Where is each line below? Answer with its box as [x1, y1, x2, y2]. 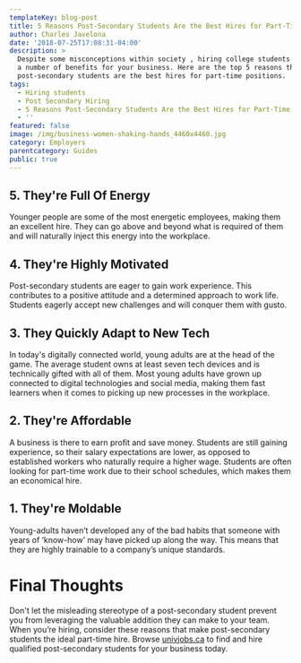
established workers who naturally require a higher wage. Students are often [9, 456, 292, 467]
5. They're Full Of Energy [9, 187, 150, 202]
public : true [9, 154, 58, 164]
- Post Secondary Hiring [17, 96, 110, 106]
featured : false [9, 122, 70, 131]
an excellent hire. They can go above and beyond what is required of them [9, 221, 284, 232]
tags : [9, 80, 30, 89]
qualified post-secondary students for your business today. [9, 642, 228, 654]
